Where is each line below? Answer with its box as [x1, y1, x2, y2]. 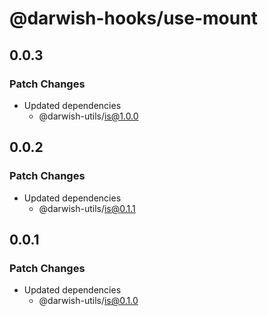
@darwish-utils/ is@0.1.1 [38, 202, 136, 214]
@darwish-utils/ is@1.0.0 [38, 110, 139, 122]
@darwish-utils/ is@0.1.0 [38, 295, 139, 307]
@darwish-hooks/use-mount [9, 7, 258, 30]
